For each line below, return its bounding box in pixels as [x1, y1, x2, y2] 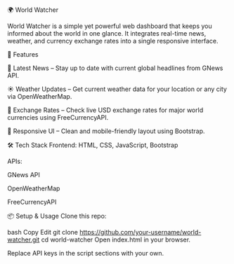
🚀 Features [7, 50, 39, 58]
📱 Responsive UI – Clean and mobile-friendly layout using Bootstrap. [7, 127, 205, 135]
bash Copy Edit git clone [7, 228, 79, 236]
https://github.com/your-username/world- [79, 228, 202, 236]
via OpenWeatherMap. [7, 92, 72, 100]
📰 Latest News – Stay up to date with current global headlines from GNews [7, 64, 223, 72]
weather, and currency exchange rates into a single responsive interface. [7, 37, 219, 45]
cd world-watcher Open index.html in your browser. [41, 235, 191, 244]
